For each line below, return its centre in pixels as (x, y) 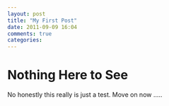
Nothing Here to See (68, 75)
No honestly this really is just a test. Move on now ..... (85, 95)
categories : (25, 40)
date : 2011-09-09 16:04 (42, 27)
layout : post (27, 14)
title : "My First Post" (42, 20)
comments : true (30, 34)
